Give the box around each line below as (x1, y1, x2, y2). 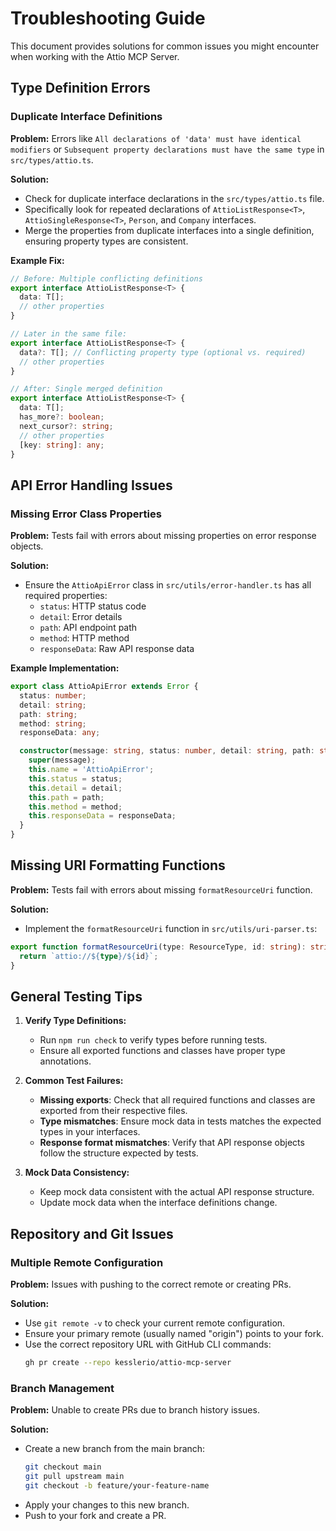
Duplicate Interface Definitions (10, 110, 163, 124)
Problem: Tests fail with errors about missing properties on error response (10, 530, 317, 542)
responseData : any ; (19, 728, 101, 738)
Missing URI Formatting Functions (10, 857, 226, 874)
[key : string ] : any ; (19, 440, 105, 450)
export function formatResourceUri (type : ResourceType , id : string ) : (10, 942, 307, 952)
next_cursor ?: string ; (19, 421, 114, 431)
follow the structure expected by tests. (39, 1147, 199, 1159)
